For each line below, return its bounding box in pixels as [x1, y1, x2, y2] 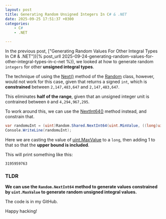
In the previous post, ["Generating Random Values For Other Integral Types [5, 48, 158, 54]
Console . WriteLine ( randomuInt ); [5, 128, 72, 132]
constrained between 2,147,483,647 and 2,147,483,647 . [5, 84, 120, 89]
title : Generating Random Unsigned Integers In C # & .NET [5, 12, 127, 17]
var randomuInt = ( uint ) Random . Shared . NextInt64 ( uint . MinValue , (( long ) [5, 123, 158, 128]
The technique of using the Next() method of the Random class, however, [5, 74, 155, 79]
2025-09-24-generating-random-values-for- [62, 53, 154, 59]
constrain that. [5, 114, 35, 119]
